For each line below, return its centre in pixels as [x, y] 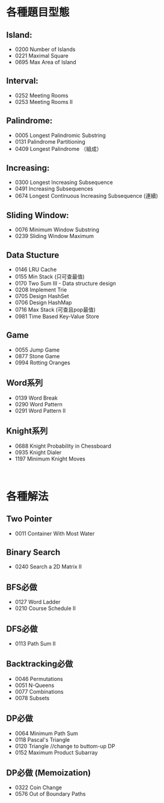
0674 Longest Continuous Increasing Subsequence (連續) [86, 196]
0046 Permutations [39, 679]
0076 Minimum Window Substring [57, 230]
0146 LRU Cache [36, 270]
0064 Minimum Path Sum [46, 733]
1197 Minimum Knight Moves [50, 459]
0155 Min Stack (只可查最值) [50, 276]
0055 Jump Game [37, 350]
